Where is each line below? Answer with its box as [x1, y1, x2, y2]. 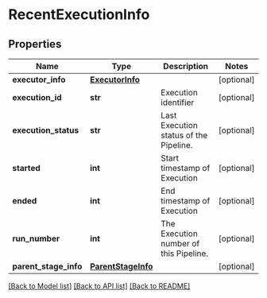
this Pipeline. [161, 248, 209, 259]
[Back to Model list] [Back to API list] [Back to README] [8, 281, 191, 291]
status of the [161, 130, 208, 141]
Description [162, 61, 209, 72]
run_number [12, 233, 60, 244]
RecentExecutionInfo [8, 6, 150, 24]
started [12, 163, 41, 173]
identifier [161, 97, 195, 108]
